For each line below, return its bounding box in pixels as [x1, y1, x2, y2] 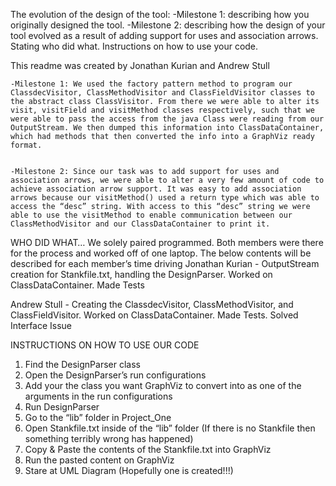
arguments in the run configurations [24, 390, 173, 402]
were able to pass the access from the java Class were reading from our [10, 114, 325, 124]
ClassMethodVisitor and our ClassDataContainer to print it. [10, 219, 271, 229]
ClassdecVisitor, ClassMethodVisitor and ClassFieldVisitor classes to [10, 88, 315, 98]
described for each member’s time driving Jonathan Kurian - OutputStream [10, 258, 320, 269]
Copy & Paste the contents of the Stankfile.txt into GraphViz [24, 444, 272, 455]
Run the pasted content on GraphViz [24, 454, 175, 466]
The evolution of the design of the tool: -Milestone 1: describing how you [10, 9, 310, 20]
